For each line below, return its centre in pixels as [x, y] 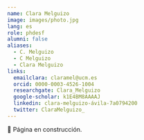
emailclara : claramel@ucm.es [55, 78]
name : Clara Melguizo [38, 13]
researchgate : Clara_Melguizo [57, 90]
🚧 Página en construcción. [45, 129]
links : [17, 71]
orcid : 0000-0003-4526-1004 [54, 84]
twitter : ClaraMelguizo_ [49, 110]
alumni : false [28, 39]
